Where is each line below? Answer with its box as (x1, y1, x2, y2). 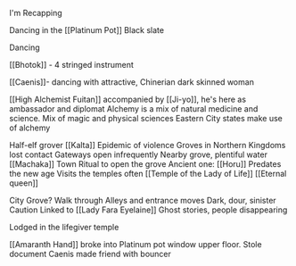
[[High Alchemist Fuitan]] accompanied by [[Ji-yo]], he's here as (9, 94, 247, 104)
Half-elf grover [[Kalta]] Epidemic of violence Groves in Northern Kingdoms (9, 140, 286, 150)
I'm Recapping (9, 8, 62, 18)
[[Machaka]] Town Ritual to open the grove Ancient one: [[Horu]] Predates (9, 159, 282, 169)
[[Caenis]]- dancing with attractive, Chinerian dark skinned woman (9, 77, 254, 87)
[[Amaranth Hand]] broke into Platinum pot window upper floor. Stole (9, 239, 262, 249)
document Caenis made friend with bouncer (9, 249, 172, 259)
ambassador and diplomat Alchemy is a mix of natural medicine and (9, 104, 259, 114)
